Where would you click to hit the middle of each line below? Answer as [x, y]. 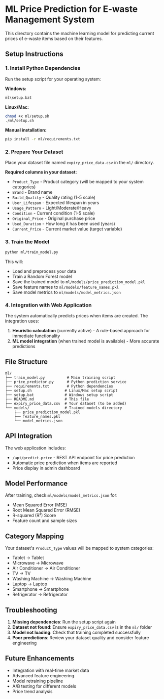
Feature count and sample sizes [45, 521]
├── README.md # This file [47, 399]
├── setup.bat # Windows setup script [59, 395]
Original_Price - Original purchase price [54, 218]
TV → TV [21, 573]
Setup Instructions [34, 54]
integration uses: [22, 321]
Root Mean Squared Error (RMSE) [46, 510]
